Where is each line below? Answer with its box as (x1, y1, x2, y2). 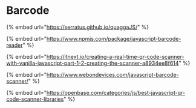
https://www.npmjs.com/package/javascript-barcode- (46, 35, 181, 42)
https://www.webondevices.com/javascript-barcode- (46, 71, 180, 78)
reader (6, 41, 23, 49)
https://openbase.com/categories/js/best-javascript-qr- (46, 89, 186, 96)
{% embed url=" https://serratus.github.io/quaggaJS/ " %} (6, 23, 149, 31)
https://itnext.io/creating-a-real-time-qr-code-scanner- (46, 53, 185, 60)
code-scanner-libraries (6, 95, 64, 103)
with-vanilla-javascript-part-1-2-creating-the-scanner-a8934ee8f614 (6, 59, 179, 67)
